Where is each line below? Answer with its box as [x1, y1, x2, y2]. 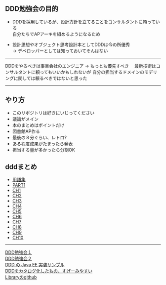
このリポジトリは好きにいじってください [12, 110, 95, 116]
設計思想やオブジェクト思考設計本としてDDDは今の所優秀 [12, 41, 130, 47]
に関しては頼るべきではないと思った [13, 75, 87, 81]
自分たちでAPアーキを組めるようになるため [12, 31, 100, 37]
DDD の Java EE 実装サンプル [5, 262, 65, 268]
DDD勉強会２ [5, 256, 32, 262]
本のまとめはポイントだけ [12, 122, 65, 128]
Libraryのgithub [5, 274, 37, 280]
